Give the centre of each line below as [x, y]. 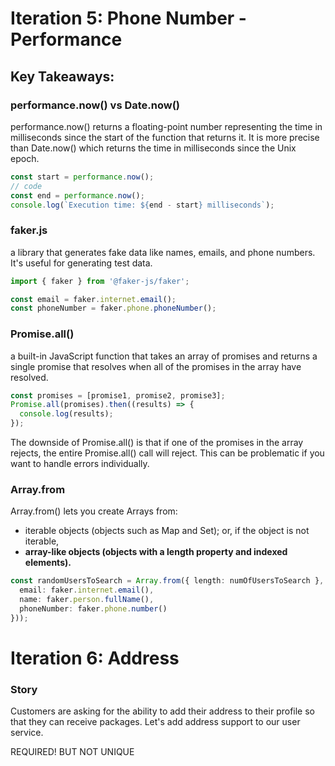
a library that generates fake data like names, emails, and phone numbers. [163, 252]
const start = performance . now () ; [82, 177]
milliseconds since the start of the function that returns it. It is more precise [165, 137]
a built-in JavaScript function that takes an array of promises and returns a [164, 356]
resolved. [29, 377]
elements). [48, 563]
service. [27, 733]
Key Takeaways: [62, 76]
